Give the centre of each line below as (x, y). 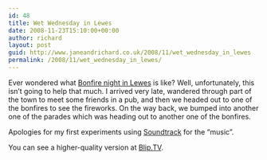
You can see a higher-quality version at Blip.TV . (86, 147)
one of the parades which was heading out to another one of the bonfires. (130, 116)
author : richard (35, 38)
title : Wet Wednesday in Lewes (60, 23)
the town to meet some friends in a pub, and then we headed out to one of (130, 100)
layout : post (30, 45)
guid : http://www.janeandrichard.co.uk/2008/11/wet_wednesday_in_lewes (130, 53)
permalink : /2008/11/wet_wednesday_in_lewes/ (85, 60)
